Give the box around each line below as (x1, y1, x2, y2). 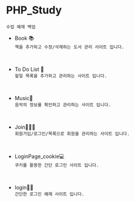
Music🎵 (14, 94, 33, 101)
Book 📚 (14, 35, 35, 42)
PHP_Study (6, 4, 62, 17)
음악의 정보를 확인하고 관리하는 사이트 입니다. (14, 102, 112, 108)
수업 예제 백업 (6, 24, 36, 30)
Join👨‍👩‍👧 (14, 124, 36, 131)
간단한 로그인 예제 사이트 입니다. (14, 191, 85, 197)
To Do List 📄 (14, 66, 44, 73)
